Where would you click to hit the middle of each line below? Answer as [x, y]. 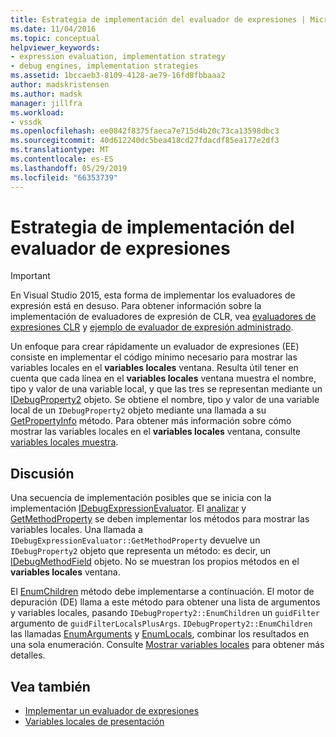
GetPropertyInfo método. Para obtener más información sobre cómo [151, 421]
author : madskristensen [60, 85]
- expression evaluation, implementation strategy [118, 57]
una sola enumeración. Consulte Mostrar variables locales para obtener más [167, 645]
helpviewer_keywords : [55, 47]
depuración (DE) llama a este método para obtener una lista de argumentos [165, 602]
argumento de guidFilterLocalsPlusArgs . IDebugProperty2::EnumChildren [161, 623]
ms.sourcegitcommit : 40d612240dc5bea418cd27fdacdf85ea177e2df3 [145, 141]
